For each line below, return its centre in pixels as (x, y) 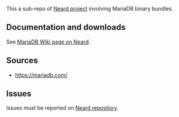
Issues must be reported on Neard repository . (62, 108)
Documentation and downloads (66, 27)
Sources (22, 61)
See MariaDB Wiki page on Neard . (48, 42)
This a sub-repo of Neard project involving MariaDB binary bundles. (90, 9)
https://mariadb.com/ (41, 75)
